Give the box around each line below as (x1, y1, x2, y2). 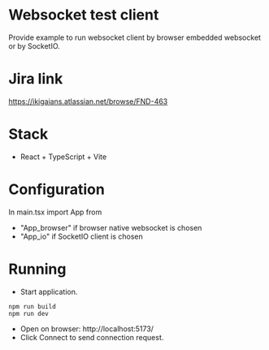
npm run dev (8, 309, 49, 318)
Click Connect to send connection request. (20, 332, 164, 342)
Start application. (20, 287, 78, 296)
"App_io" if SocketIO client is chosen (20, 231, 144, 241)
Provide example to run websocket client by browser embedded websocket (8, 32, 262, 42)
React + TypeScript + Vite (20, 152, 107, 162)
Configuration (8, 180, 106, 198)
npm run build (8, 302, 57, 310)
